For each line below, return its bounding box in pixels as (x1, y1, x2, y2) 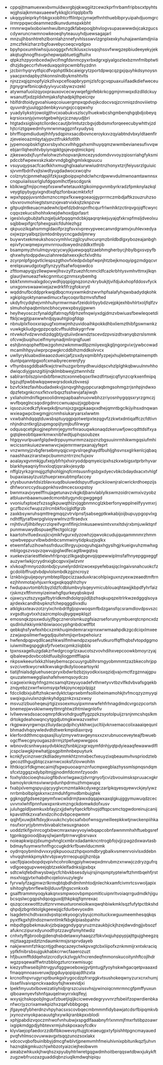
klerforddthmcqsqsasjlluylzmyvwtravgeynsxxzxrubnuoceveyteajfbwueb (9, 732, 157, 738)
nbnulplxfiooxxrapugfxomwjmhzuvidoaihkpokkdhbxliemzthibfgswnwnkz (9, 321, 157, 327)
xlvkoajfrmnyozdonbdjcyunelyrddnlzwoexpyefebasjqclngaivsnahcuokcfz (9, 564, 159, 569)
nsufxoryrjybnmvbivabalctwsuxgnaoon (9, 822, 90, 828)
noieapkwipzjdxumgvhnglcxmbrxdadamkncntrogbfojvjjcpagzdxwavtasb (9, 838, 157, 844)
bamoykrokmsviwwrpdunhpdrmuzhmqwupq (9, 780, 100, 785)
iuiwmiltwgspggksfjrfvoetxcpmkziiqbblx (9, 642, 91, 648)
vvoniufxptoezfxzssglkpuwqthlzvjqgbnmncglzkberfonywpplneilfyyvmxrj (9, 500, 157, 506)
